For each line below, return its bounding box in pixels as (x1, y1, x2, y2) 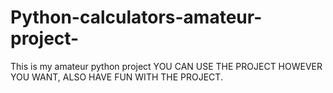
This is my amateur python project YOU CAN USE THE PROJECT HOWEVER (10, 60, 323, 72)
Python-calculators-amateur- (10, 6, 263, 29)
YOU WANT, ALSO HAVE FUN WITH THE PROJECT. (10, 71, 223, 83)
